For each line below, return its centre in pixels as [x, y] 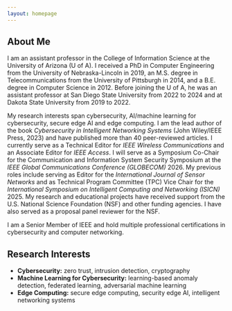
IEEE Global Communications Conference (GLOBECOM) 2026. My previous [114, 168]
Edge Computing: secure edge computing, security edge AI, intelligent [118, 293]
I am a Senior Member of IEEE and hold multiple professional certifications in [116, 225]
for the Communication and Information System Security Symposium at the [114, 160]
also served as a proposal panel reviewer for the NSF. [84, 211]
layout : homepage [32, 14]
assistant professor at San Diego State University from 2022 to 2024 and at [115, 95]
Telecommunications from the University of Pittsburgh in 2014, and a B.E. [111, 80]
